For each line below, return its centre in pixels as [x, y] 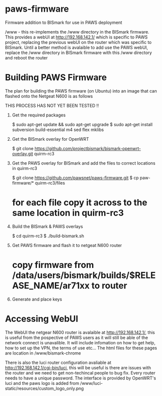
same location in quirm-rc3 [68, 213]
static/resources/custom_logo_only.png [44, 388]
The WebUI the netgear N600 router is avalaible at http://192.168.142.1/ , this [80, 332]
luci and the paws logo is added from [42, 383]
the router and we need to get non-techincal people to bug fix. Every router [80, 373]
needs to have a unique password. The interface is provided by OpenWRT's [81, 378]
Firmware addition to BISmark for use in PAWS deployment [64, 22]
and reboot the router [26, 57]
